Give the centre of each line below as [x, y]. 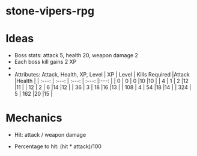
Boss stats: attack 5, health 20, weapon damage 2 [76, 55]
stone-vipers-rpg [50, 11]
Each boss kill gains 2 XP [45, 62]
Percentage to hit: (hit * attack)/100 [58, 146]
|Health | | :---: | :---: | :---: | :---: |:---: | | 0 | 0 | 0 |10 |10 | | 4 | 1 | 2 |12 [101, 81]
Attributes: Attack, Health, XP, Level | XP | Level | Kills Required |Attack [102, 75]
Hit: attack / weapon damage [50, 135]
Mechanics [34, 118]
